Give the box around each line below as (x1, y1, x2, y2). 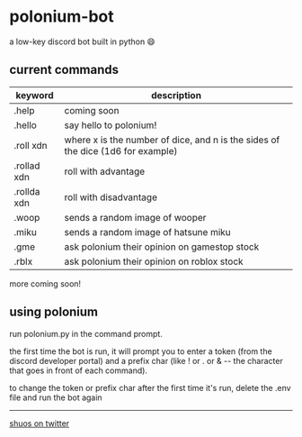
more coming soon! (9, 278, 82, 289)
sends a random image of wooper (64, 211, 207, 223)
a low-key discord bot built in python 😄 (9, 36, 155, 47)
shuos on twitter (9, 417, 70, 429)
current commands (9, 62, 120, 77)
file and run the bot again (9, 392, 102, 403)
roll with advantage (64, 165, 146, 178)
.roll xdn (13, 139, 48, 151)
